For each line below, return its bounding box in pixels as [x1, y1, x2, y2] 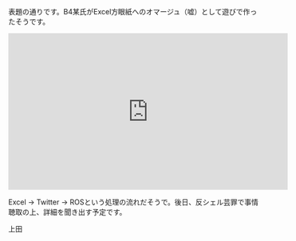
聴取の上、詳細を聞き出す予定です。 [8, 208, 127, 216]
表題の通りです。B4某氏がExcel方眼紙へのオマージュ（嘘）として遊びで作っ [8, 7, 258, 16]
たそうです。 [8, 17, 50, 26]
